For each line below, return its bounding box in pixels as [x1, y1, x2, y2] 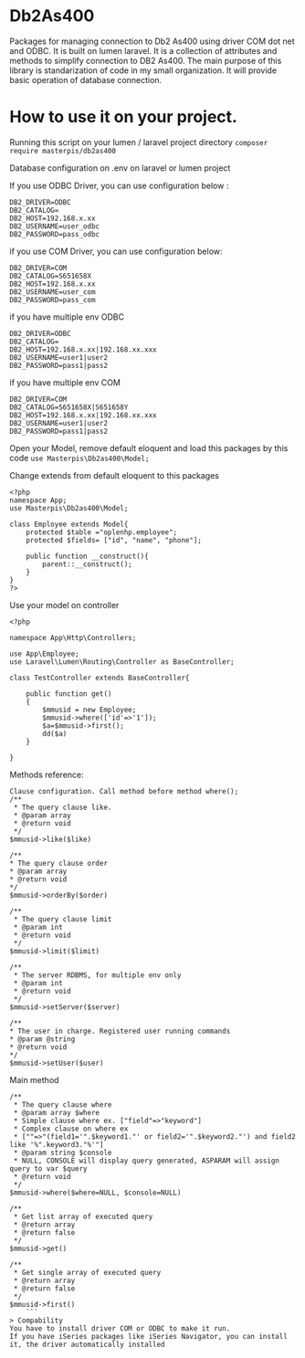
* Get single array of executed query [13, 1268, 162, 1277]
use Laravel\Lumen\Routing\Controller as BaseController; [9, 657, 235, 667]
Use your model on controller [9, 599, 120, 610]
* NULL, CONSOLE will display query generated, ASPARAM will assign [13, 1156, 280, 1165]
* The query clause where [13, 1100, 112, 1110]
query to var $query [9, 1163, 89, 1174]
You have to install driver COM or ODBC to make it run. [9, 1323, 231, 1333]
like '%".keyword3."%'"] [9, 1140, 104, 1149]
